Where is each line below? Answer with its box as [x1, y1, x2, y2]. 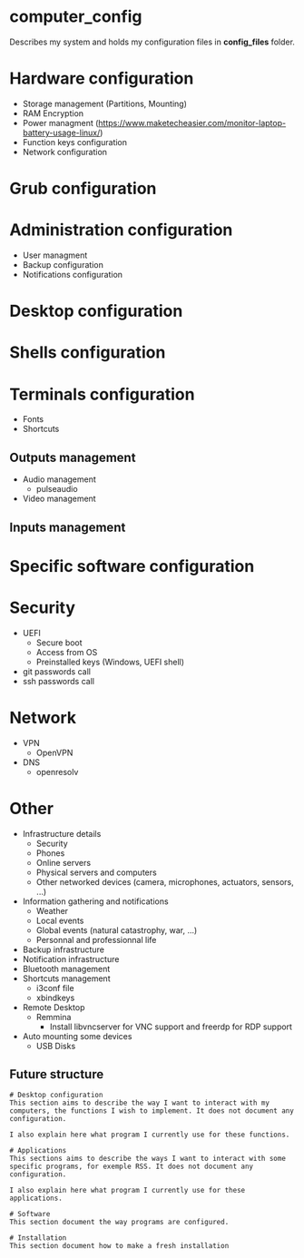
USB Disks [35, 1040, 76, 1051]
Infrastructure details [22, 828, 102, 839]
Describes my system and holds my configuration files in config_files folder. [9, 36, 295, 47]
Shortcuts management [22, 973, 111, 984]
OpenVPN [35, 747, 74, 758]
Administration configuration [9, 220, 233, 241]
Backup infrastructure [22, 944, 104, 955]
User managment [22, 250, 88, 260]
